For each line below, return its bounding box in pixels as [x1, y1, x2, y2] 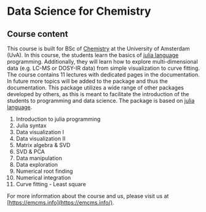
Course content [7, 29, 68, 39]
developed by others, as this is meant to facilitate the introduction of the [7, 91, 189, 97]
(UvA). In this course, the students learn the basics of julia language [7, 51, 179, 59]
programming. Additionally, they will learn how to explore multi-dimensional [7, 58, 199, 65]
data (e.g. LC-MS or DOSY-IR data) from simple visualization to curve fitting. [7, 64, 200, 72]
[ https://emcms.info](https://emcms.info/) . [7, 199, 114, 206]
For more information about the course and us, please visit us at [7, 192, 169, 200]
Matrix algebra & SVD [15, 142, 71, 148]
